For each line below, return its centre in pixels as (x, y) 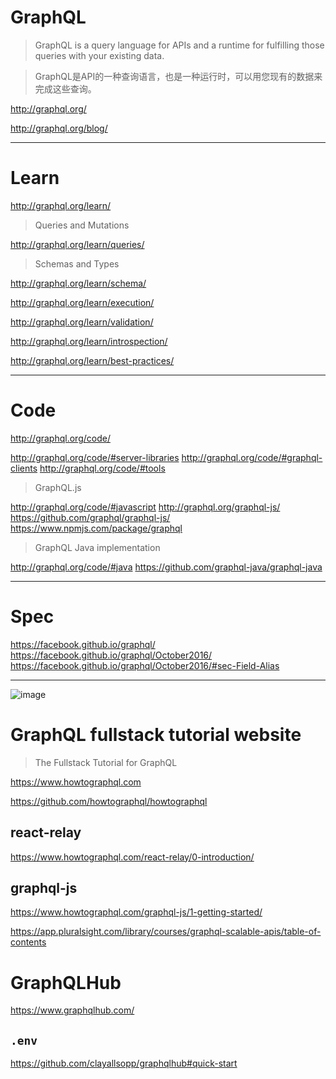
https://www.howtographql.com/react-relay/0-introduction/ (132, 857)
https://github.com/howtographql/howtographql (109, 801)
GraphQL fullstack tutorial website (156, 734)
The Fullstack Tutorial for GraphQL (106, 762)
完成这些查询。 (65, 88)
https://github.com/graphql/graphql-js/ (90, 517)
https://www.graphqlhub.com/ (72, 1010)
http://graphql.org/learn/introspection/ (89, 341)
